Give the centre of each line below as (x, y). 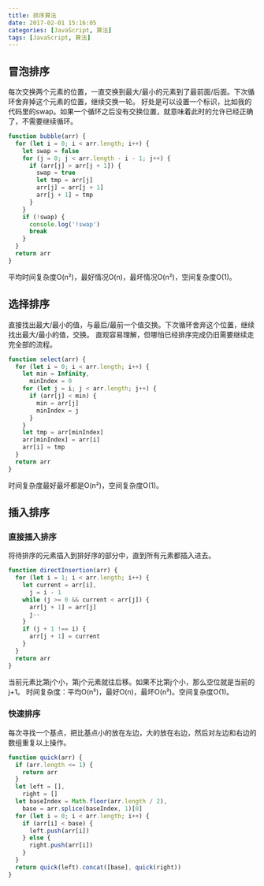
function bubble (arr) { (47, 136)
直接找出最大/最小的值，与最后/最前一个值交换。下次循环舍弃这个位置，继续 (132, 325)
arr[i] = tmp (44, 447)
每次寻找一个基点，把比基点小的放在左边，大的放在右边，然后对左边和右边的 (132, 732)
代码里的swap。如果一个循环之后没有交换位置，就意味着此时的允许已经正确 (131, 112)
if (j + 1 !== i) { (54, 629)
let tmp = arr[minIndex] (63, 433)
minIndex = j (58, 411)
